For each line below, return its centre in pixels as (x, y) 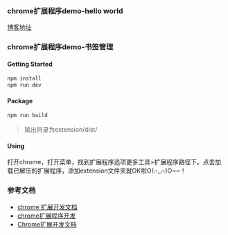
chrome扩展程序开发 (46, 216)
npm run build (28, 116)
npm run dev (24, 85)
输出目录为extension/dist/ (61, 130)
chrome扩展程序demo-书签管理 (60, 47)
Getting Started (30, 64)
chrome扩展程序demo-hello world (65, 10)
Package (20, 101)
